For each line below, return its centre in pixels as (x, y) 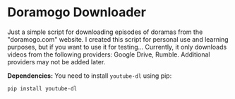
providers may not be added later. (56, 62)
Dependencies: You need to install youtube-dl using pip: (90, 76)
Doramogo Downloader (77, 12)
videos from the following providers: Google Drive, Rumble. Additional (109, 54)
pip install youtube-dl (42, 88)
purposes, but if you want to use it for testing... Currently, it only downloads (117, 47)
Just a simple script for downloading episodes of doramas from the (105, 32)
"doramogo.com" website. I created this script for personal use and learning (118, 39)
